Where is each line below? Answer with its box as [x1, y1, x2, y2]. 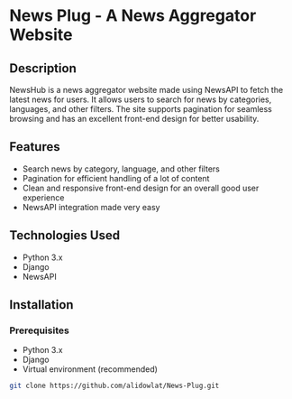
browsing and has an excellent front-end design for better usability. [9, 114, 260, 124]
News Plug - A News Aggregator [9, 5, 257, 26]
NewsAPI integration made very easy [22, 201, 160, 212]
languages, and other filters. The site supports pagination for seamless [9, 104, 273, 114]
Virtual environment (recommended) [22, 364, 158, 375]
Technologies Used [9, 227, 120, 244]
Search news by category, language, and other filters [22, 163, 221, 174]
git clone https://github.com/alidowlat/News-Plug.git [9, 381, 220, 391]
